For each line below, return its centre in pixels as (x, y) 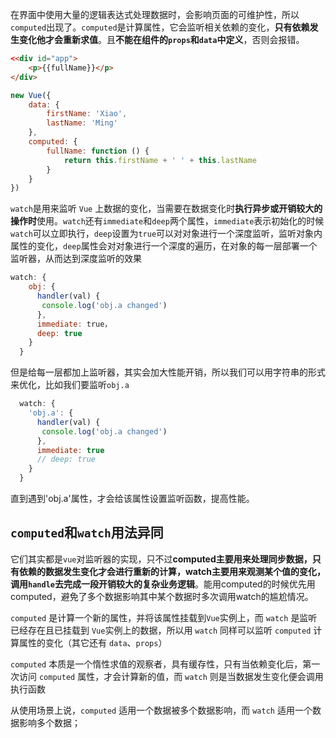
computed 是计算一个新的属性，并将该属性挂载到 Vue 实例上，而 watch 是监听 (164, 617)
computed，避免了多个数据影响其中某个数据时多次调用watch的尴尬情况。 (162, 596)
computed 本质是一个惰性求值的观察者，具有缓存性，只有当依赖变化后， (156, 664)
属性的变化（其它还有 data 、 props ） (93, 642)
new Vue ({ (31, 95)
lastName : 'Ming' (82, 123)
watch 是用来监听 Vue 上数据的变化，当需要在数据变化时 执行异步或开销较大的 (166, 209)
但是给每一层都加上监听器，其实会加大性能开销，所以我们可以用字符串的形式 (168, 372)
